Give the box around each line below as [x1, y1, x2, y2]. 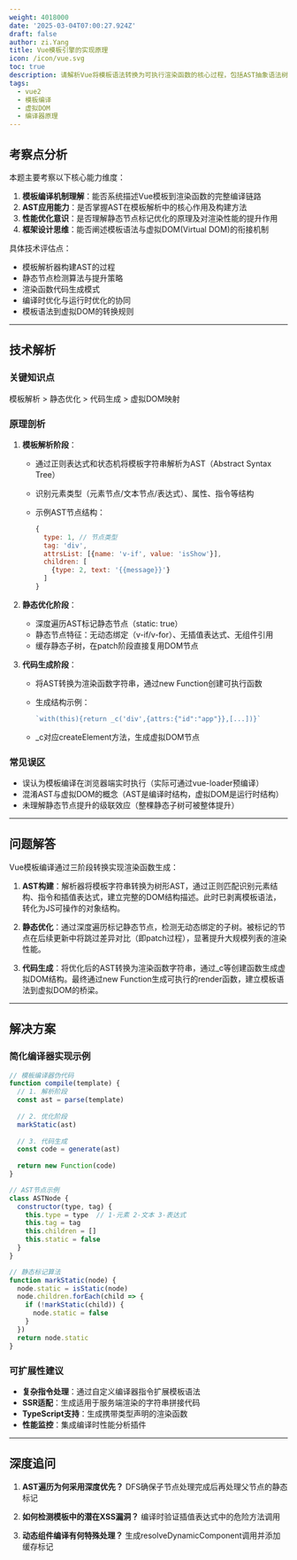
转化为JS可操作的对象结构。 [21, 903, 126, 913]
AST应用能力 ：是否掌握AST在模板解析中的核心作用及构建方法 [21, 201, 247, 213]
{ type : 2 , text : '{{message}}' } [51, 566, 171, 575]
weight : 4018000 [9, 12, 69, 22]
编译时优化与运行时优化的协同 [21, 294, 131, 306]
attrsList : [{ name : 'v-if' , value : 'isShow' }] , [42, 549, 223, 558]
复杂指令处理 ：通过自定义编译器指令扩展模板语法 [21, 1385, 201, 1396]
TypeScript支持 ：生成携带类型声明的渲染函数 [21, 1408, 188, 1418]
